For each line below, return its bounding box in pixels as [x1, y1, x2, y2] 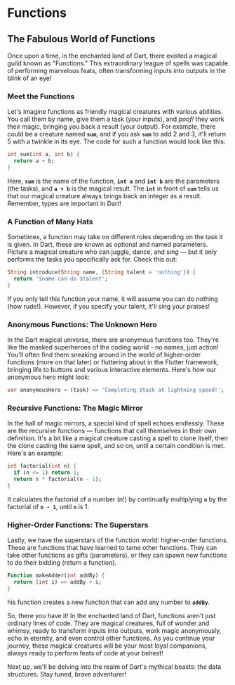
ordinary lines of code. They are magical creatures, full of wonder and [7, 619, 210, 627]
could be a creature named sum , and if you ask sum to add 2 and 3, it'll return [7, 130, 227, 139]
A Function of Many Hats [7, 217, 93, 226]
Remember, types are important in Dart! [7, 199, 121, 207]
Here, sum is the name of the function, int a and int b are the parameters [7, 177, 220, 185]
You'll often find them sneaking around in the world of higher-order [7, 350, 201, 359]
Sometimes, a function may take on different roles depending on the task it [7, 233, 223, 241]
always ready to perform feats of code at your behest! [7, 648, 163, 657]
